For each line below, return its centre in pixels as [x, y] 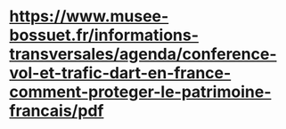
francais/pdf [57, 111]
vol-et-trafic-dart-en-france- [120, 73]
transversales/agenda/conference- [143, 54]
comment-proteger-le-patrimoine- [140, 92]
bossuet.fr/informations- [104, 35]
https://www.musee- [89, 16]
